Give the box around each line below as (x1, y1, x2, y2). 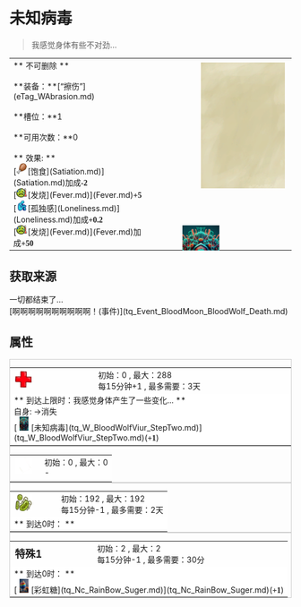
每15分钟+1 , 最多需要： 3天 (98, 381, 202, 392)
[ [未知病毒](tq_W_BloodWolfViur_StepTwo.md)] (13, 423, 203, 433)
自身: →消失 (13, 406, 57, 417)
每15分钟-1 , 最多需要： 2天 (61, 505, 164, 516)
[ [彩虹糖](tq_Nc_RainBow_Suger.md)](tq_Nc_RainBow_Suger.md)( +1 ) (13, 584, 285, 595)
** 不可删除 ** (13, 60, 70, 71)
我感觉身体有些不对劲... (30, 39, 117, 50)
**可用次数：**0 (13, 132, 79, 142)
